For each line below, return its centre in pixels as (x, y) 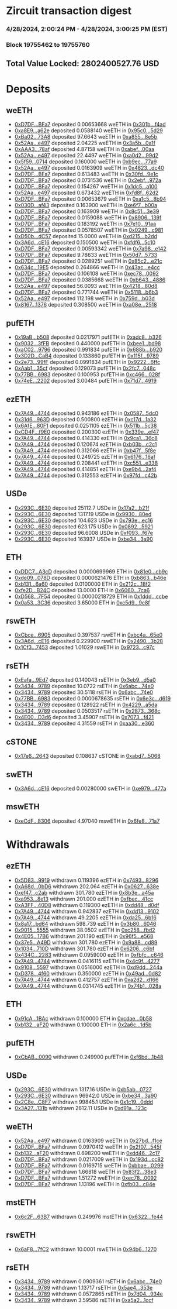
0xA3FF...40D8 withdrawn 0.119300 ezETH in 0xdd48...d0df (87, 905)
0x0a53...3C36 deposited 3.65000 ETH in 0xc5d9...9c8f (82, 602)
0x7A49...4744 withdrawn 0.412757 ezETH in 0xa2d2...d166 (86, 980)
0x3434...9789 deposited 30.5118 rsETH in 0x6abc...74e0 (84, 692)
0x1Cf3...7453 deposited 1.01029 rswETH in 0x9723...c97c (85, 647)
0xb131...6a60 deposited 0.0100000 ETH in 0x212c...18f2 (83, 584)
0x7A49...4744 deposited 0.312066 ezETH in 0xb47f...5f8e (85, 451)
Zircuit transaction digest (69, 11)
